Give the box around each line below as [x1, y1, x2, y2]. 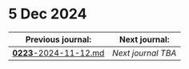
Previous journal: [25, 34, 92, 45]
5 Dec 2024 [8, 5, 87, 23]
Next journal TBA [111, 47, 177, 59]
